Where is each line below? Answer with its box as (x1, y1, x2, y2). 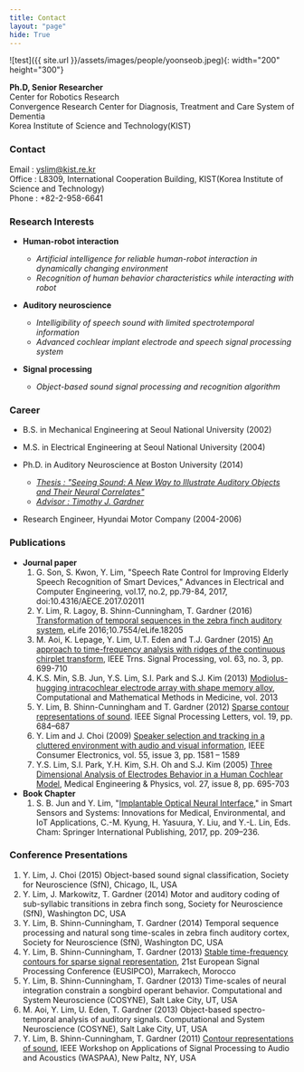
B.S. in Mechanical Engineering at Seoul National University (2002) (22, 425, 272, 435)
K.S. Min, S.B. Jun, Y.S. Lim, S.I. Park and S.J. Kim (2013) (35, 672, 249, 684)
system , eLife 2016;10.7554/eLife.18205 (35, 624, 184, 635)
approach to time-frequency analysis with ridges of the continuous (35, 644, 286, 655)
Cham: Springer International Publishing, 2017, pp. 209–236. (35, 826, 261, 837)
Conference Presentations (9, 848, 128, 861)
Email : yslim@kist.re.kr (9, 164, 97, 175)
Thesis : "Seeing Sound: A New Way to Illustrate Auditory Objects (35, 477, 280, 488)
